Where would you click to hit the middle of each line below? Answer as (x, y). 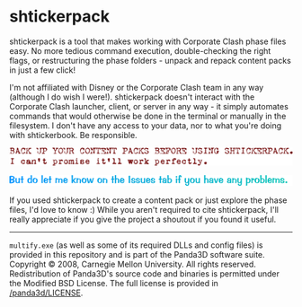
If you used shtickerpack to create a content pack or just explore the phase (148, 200)
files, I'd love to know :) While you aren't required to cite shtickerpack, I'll (144, 209)
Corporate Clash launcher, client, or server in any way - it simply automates (149, 106)
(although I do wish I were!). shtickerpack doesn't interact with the (132, 97)
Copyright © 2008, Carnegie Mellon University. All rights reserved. (133, 264)
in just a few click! (43, 70)
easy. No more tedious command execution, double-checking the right (140, 50)
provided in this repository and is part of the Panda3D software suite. (137, 254)
